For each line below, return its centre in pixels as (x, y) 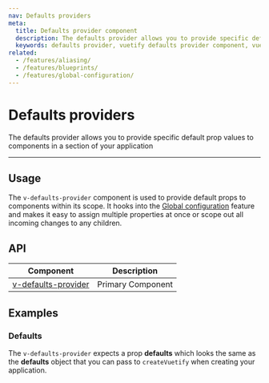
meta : (17, 23)
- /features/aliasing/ (53, 61)
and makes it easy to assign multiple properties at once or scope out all (126, 215)
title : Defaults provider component (76, 30)
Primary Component (135, 284)
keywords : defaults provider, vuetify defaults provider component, (132, 46)
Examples (33, 313)
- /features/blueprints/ (57, 68)
